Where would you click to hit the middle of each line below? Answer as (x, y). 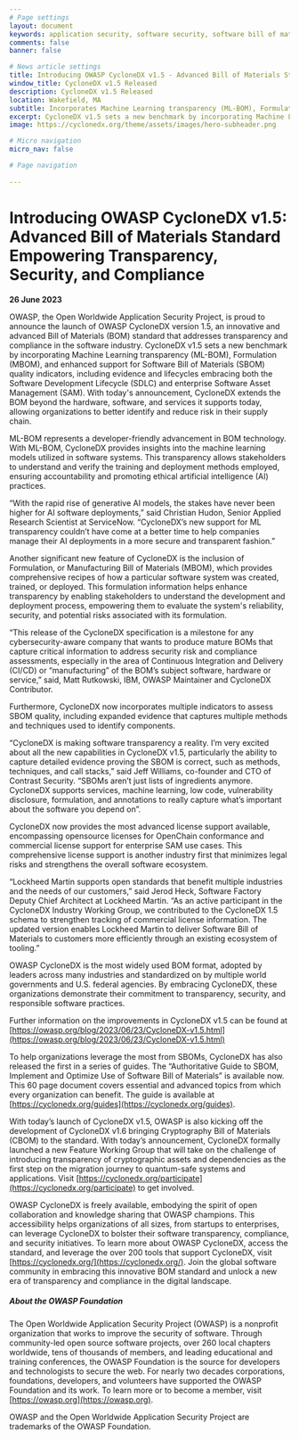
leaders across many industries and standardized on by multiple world (138, 974)
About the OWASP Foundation (66, 1301)
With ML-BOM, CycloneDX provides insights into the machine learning (137, 448)
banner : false (36, 51)
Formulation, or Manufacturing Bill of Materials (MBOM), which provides (141, 567)
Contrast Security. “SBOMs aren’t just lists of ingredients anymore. (131, 781)
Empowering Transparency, (113, 256)
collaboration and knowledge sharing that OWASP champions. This (132, 1214)
